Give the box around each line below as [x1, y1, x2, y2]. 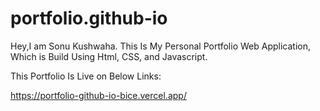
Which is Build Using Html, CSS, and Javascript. [10, 50, 208, 62]
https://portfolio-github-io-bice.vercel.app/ [10, 89, 187, 101]
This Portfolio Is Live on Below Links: [10, 70, 162, 82]
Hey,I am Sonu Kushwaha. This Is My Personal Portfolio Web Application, [10, 40, 311, 52]
